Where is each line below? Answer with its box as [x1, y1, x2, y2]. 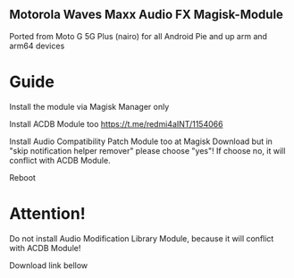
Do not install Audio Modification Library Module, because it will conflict [9, 232, 274, 244]
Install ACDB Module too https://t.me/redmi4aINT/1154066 [9, 118, 223, 129]
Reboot [9, 172, 36, 182]
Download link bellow [9, 259, 88, 271]
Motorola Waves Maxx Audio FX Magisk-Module [9, 7, 284, 22]
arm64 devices [9, 40, 65, 51]
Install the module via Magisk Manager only [9, 101, 170, 112]
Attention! [9, 203, 87, 223]
